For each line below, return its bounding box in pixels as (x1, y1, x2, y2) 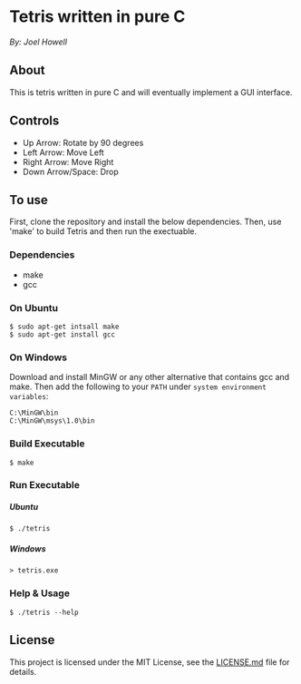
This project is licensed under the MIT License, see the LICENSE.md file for (9, 656, 290, 668)
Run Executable (9, 479, 80, 492)
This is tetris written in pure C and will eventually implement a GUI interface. (9, 86, 293, 97)
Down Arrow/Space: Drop (22, 166, 120, 177)
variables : (9, 391, 49, 402)
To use (9, 192, 48, 208)
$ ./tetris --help (9, 608, 79, 617)
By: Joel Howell (9, 36, 68, 47)
